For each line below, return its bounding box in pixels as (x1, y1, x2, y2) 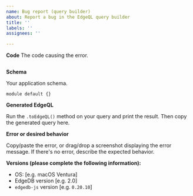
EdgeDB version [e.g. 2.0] (14, 177, 78, 184)
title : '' (6, 19, 31, 25)
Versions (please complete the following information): (6, 160, 141, 167)
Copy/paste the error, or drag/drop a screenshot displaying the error (6, 142, 172, 149)
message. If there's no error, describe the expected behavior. (6, 148, 155, 155)
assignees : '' (6, 31, 41, 36)
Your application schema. (6, 80, 68, 87)
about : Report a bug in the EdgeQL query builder (6, 14, 131, 20)
